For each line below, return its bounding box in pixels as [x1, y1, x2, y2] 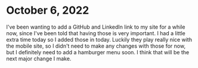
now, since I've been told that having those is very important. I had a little [6, 29, 186, 36]
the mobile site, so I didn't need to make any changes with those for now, [6, 42, 186, 50]
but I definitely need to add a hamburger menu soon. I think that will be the [6, 48, 190, 55]
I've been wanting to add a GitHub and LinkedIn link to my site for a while [6, 23, 186, 30]
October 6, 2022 [6, 4, 89, 17]
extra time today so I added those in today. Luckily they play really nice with [6, 36, 193, 43]
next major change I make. [6, 55, 72, 62]
